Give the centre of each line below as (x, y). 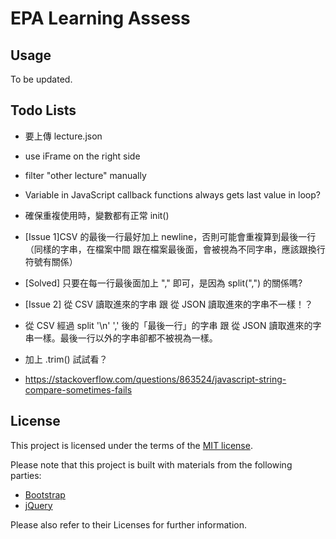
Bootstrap (45, 494)
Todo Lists (43, 110)
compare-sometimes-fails (78, 389)
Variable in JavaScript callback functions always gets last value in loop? (172, 194)
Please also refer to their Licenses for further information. (128, 524)
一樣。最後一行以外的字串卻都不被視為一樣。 (125, 338)
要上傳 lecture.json (63, 136)
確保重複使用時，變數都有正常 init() (97, 215)
